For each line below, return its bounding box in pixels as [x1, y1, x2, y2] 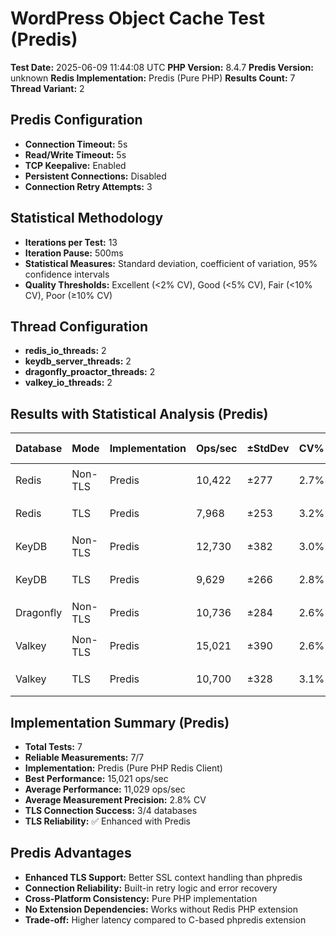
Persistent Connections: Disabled [24, 170, 167, 182]
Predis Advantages [10, 845, 132, 862]
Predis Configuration [10, 112, 143, 129]
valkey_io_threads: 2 [24, 377, 113, 389]
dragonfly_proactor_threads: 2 [24, 366, 156, 378]
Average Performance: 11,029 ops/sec [24, 783, 186, 795]
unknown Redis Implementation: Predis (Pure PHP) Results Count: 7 [10, 72, 296, 84]
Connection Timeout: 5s [24, 138, 128, 150]
